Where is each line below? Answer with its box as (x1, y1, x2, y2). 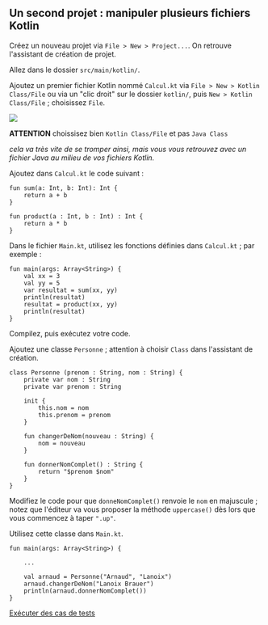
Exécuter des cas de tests (9, 608, 95, 618)
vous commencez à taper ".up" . (9, 513, 116, 522)
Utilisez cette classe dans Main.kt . (9, 529, 124, 538)
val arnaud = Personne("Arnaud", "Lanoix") (23, 572, 173, 581)
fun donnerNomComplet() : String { (23, 460, 144, 468)
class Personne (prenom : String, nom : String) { (9, 368, 183, 377)
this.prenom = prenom (38, 411, 111, 419)
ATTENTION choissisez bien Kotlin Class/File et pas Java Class (9, 129, 228, 138)
